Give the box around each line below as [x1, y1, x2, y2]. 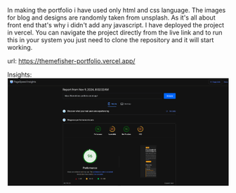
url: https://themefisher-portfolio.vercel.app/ [7, 57, 136, 65]
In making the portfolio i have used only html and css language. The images [7, 6, 226, 14]
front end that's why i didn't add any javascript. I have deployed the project [7, 21, 225, 29]
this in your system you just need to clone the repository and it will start [7, 36, 214, 44]
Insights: [7, 70, 32, 79]
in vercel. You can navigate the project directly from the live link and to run [7, 28, 223, 36]
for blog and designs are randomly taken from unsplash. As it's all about [7, 13, 216, 22]
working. [7, 44, 33, 51]
